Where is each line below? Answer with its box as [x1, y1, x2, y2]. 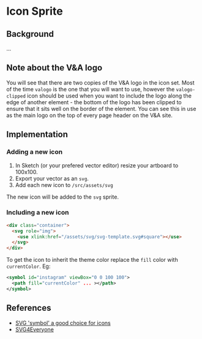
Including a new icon [6, 208, 69, 217]
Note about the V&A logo [6, 63, 103, 73]
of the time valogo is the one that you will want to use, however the [6, 85, 175, 93]
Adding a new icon [6, 148, 63, 156]
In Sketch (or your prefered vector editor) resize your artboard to [15, 161, 179, 169]
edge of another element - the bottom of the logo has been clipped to [6, 98, 182, 105]
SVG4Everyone [15, 326, 54, 333]
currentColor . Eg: [6, 262, 51, 270]
